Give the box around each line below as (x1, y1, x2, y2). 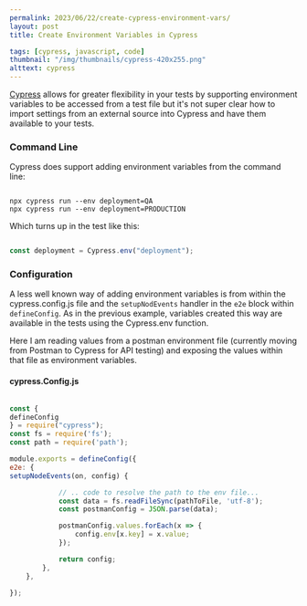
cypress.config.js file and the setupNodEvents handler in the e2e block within (9, 298, 294, 309)
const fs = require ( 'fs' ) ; (9, 430, 112, 439)
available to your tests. (9, 118, 95, 129)
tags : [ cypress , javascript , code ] (9, 47, 145, 56)
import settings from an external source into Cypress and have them (9, 109, 267, 119)
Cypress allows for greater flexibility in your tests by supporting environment (9, 89, 298, 99)
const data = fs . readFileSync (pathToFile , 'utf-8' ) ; (58, 496, 263, 506)
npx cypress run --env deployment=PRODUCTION (9, 204, 185, 214)
